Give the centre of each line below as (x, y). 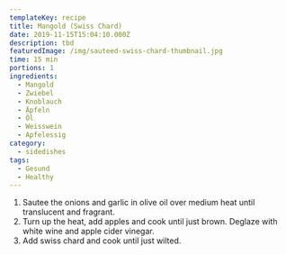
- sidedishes (42, 151)
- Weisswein (40, 127)
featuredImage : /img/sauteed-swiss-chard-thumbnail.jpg (116, 51)
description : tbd (42, 43)
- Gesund (34, 168)
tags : (19, 160)
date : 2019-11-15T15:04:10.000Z (70, 34)
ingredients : (34, 77)
